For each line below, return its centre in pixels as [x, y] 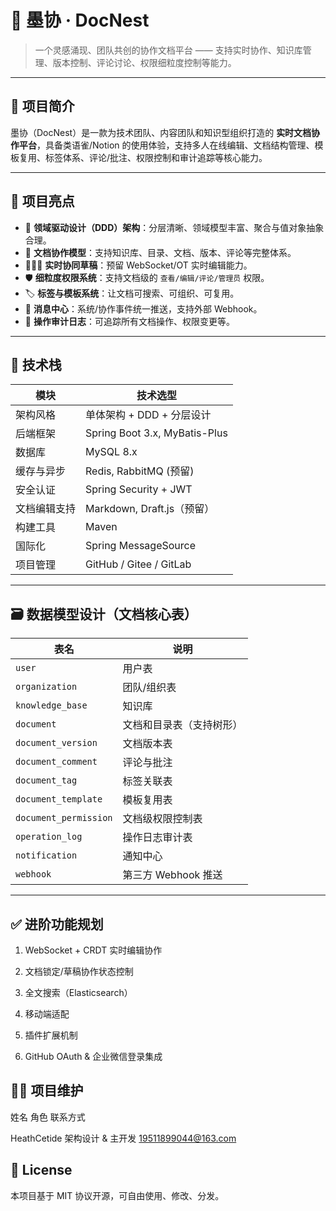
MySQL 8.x [111, 452]
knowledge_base [51, 705]
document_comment [56, 762]
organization [46, 687]
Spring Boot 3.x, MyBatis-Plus [156, 433]
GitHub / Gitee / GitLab [138, 564]
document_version [56, 743]
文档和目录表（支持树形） [182, 725]
